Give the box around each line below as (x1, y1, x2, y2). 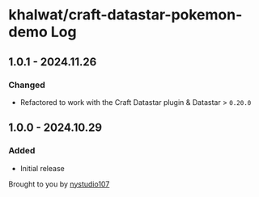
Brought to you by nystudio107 (8, 179, 110, 189)
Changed (8, 79, 46, 90)
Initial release (19, 163, 65, 173)
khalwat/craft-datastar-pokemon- (8, 6, 243, 24)
